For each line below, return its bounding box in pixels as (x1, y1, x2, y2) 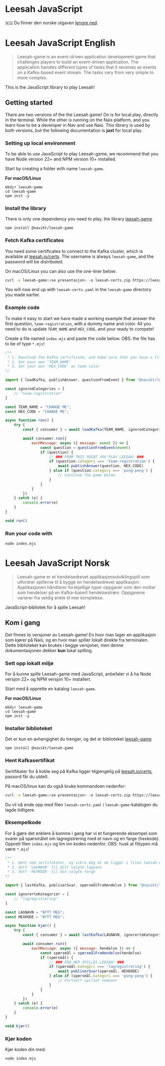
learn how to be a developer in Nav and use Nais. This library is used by (5, 122, 151, 128)
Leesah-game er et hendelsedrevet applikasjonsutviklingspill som (17, 574, 150, 580)
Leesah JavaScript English (5, 37, 115, 49)
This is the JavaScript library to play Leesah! (5, 84, 95, 90)
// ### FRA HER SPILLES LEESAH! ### (49, 959, 124, 965)
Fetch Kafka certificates (5, 237, 64, 244)
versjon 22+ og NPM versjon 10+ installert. (5, 676, 92, 682)
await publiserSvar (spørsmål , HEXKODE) (57, 969, 139, 974)
